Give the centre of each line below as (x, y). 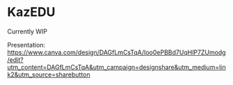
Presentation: (26, 45)
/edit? (15, 59)
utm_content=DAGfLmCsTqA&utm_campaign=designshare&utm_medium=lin (116, 67)
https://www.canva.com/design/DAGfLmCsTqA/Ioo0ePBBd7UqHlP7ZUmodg (116, 52)
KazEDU (31, 12)
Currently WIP (27, 31)
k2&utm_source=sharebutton (49, 75)
